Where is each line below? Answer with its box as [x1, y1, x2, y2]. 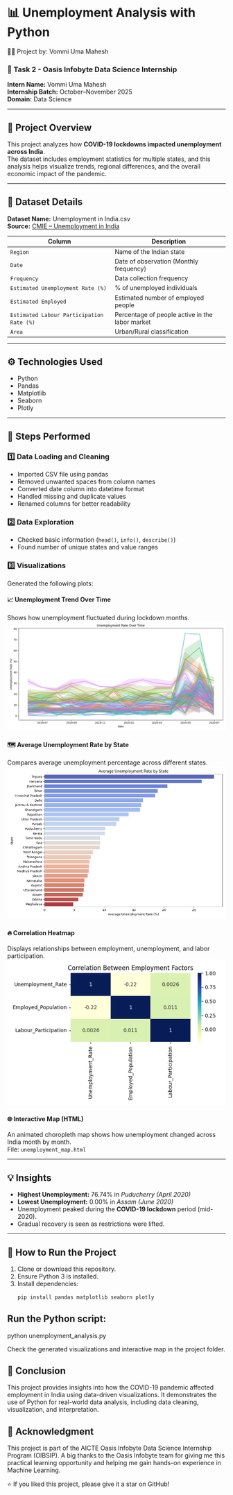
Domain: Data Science [7, 95, 72, 103]
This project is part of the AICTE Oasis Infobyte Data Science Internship [7, 1444, 212, 1453]
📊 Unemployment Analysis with [7, 5, 196, 21]
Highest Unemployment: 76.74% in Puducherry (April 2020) [17, 1190, 191, 1199]
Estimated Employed [10, 298, 67, 305]
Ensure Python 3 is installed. [17, 1272, 99, 1280]
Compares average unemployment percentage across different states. [7, 758, 208, 767]
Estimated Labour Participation [10, 311, 104, 318]
